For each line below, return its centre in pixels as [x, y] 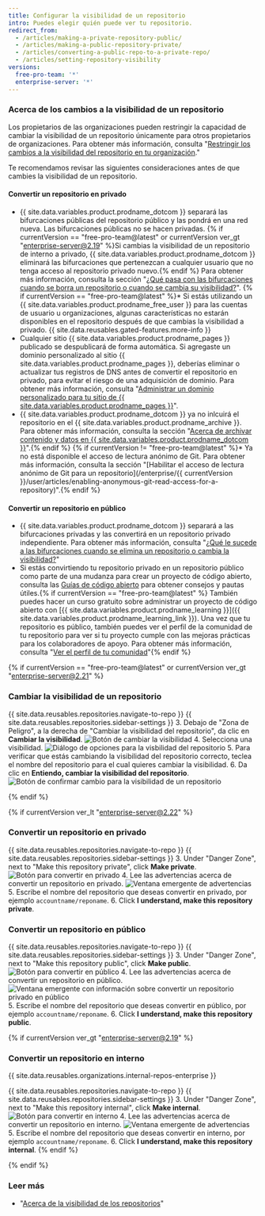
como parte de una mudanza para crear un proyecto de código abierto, [136, 577]
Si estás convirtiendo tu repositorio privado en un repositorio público [132, 568]
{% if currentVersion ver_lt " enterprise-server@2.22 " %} [101, 812]
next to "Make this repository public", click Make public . [100, 964]
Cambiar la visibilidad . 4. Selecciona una [131, 739]
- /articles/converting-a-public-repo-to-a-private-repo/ [113, 52]
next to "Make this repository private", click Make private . [102, 866]
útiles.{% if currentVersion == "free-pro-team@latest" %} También [129, 593]
